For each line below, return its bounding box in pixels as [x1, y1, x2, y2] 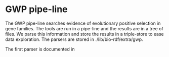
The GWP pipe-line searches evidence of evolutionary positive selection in [5, 20, 161, 26]
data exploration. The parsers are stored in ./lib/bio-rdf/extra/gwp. [5, 36, 143, 42]
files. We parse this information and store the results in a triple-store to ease [5, 31, 164, 37]
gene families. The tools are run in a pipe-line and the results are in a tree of [5, 25, 163, 31]
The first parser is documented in [5, 46, 75, 52]
